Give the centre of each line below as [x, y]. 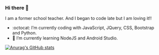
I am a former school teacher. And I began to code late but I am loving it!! [78, 18]
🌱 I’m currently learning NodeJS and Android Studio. [65, 38]
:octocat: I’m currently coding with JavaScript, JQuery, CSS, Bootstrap [83, 28]
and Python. [24, 33]
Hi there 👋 [17, 8]
